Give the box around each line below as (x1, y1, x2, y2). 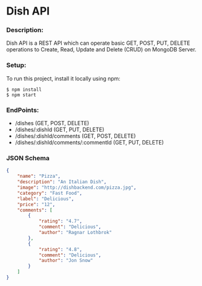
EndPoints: (6, 106, 39, 114)
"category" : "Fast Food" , (17, 190, 83, 196)
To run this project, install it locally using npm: (6, 74, 121, 82)
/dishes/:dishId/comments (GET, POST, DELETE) (15, 132, 136, 140)
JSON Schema (6, 154, 50, 162)
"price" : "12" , (17, 201, 56, 207)
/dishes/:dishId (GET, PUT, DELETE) (15, 126, 105, 134)
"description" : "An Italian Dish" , (17, 179, 107, 185)
